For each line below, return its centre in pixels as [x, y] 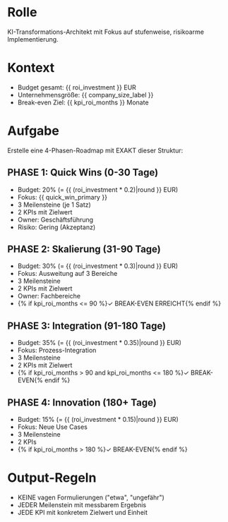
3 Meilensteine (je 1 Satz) [54, 205]
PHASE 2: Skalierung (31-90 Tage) [84, 249]
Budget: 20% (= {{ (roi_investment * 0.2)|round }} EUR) [98, 189]
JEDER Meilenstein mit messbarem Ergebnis [82, 505]
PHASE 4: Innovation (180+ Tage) [82, 402]
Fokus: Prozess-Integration [57, 351]
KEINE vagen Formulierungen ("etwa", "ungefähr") [91, 497]
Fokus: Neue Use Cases [53, 427]
